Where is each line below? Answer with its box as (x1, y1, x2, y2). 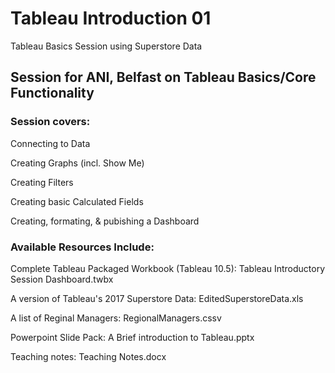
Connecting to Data (10, 137, 91, 149)
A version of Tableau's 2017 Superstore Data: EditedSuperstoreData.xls (10, 292, 304, 304)
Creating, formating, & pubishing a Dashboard (10, 215, 200, 227)
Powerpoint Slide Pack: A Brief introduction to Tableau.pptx (10, 331, 255, 343)
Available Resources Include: (10, 240, 155, 254)
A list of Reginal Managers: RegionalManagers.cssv (10, 312, 222, 324)
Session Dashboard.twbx (10, 273, 114, 285)
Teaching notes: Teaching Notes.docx (10, 350, 167, 362)
